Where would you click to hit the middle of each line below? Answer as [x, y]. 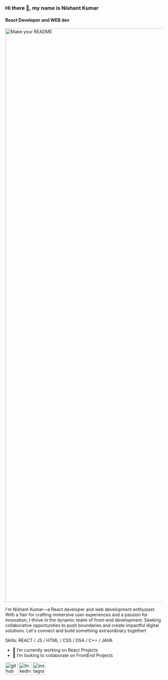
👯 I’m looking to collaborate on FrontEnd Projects [63, 655]
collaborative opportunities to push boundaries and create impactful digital [82, 625]
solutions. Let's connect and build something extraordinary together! [76, 631]
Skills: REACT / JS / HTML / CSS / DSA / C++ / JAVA [59, 640]
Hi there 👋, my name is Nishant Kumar [52, 8]
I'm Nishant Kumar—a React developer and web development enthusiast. [80, 609]
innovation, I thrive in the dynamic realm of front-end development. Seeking [83, 620]
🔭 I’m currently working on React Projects [55, 650]
